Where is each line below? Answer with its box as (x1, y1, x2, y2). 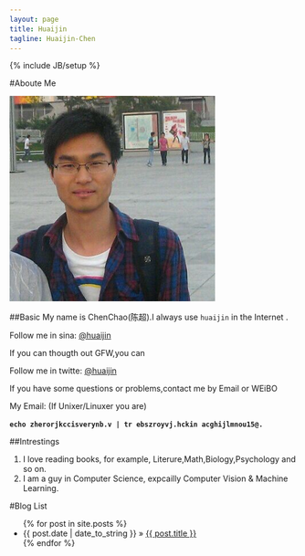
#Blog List (9, 500, 47, 511)
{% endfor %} (22, 538, 76, 549)
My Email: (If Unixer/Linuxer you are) (9, 401, 147, 412)
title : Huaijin (9, 24, 68, 34)
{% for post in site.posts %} (22, 519, 128, 530)
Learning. (22, 483, 59, 494)
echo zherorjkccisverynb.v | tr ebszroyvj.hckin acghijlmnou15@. (9, 420, 263, 429)
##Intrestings (9, 436, 60, 447)
